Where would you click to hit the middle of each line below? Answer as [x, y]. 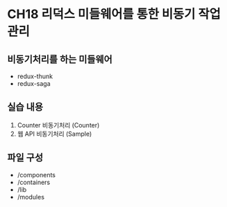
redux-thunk [35, 76]
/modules [31, 197]
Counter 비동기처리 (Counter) [58, 125]
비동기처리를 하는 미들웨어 [60, 59]
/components [36, 174]
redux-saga [34, 83]
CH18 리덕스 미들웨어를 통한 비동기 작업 [114, 14]
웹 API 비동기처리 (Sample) [54, 134]
